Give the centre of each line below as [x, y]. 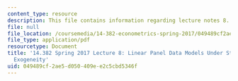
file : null [23, 27]
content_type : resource [42, 14]
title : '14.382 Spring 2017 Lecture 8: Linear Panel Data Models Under [115, 54]
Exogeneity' [32, 60]
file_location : [30, 33]
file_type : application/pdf [49, 40]
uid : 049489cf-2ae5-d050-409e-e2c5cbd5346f [73, 66]
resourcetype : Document [42, 46]
